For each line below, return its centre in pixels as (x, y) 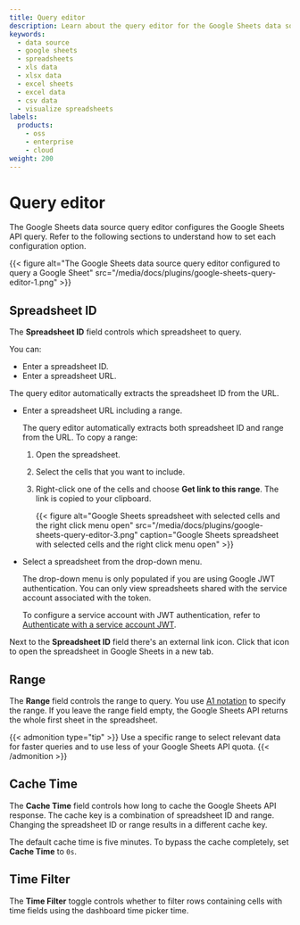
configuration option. (48, 246)
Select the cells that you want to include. (110, 472)
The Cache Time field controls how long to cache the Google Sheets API (143, 805)
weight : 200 (31, 158)
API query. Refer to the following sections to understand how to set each (143, 236)
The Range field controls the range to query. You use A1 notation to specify (147, 701)
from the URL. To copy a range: (80, 437)
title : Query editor (48, 17)
